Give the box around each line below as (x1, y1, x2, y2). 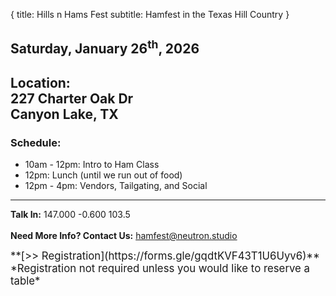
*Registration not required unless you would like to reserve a (10, 262, 310, 276)
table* (10, 274, 41, 288)
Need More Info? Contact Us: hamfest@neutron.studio (10, 230, 238, 242)
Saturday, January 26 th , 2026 (10, 37, 200, 58)
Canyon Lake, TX (10, 105, 119, 123)
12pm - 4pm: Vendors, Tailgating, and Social (24, 180, 208, 192)
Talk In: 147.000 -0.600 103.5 (10, 209, 131, 221)
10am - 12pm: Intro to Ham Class (24, 159, 160, 171)
